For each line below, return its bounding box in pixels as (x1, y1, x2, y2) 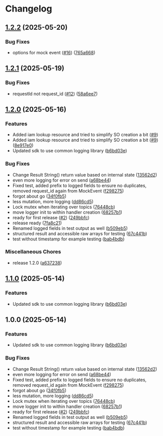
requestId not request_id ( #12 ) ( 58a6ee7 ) (12, 91, 98, 97)
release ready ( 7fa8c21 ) (12, 220, 62, 226)
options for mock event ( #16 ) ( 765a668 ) (12, 49, 96, 55)
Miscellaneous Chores (5, 248, 61, 255)
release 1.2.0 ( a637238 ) (12, 259, 62, 266)
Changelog (5, 3, 52, 15)
